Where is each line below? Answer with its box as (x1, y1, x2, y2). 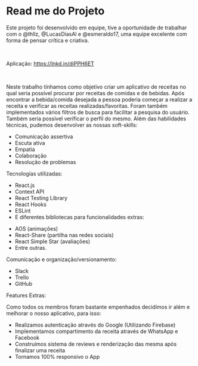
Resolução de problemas (14, 158, 76, 165)
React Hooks (14, 201, 47, 208)
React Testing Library (14, 194, 67, 201)
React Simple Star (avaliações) (14, 238, 91, 245)
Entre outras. (14, 244, 47, 251)
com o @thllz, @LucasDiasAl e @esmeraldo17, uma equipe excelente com (6, 30, 187, 37)
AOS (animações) (14, 225, 58, 232)
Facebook (14, 334, 40, 341)
